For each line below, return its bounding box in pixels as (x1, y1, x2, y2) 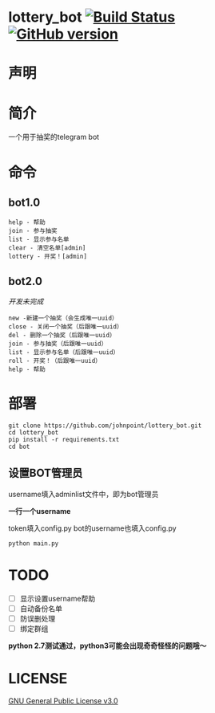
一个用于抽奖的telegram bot (8, 132, 100, 142)
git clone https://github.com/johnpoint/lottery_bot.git (8, 422, 202, 430)
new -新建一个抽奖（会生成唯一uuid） (8, 314, 118, 323)
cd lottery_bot (8, 429, 59, 437)
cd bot (8, 442, 30, 451)
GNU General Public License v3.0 (8, 696, 118, 706)
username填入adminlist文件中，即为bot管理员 (8, 489, 159, 499)
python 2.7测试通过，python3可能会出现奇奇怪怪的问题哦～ (8, 641, 207, 650)
